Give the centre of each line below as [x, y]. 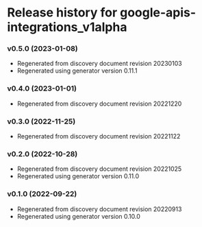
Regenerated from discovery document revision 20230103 [100, 64]
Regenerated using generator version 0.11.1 [77, 71]
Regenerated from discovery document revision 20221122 [99, 136]
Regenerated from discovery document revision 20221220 [99, 104]
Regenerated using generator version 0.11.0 [78, 176]
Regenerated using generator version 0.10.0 [78, 216]
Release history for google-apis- [102, 13]
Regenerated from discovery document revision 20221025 [99, 169]
